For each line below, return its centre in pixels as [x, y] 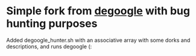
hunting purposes [52, 24]
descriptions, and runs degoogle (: [49, 46]
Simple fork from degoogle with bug [98, 11]
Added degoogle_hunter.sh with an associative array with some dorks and [98, 40]
